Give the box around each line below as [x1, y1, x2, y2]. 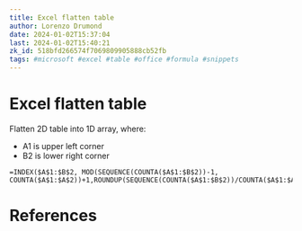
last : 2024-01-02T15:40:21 [9, 38, 111, 48]
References [9, 206, 97, 226]
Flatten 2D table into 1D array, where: [9, 123, 147, 134]
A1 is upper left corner [22, 140, 105, 151]
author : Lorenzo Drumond [9, 22, 102, 31]
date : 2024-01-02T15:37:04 [9, 30, 111, 39]
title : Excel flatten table [9, 13, 115, 22]
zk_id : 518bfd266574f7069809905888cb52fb [9, 47, 167, 56]
